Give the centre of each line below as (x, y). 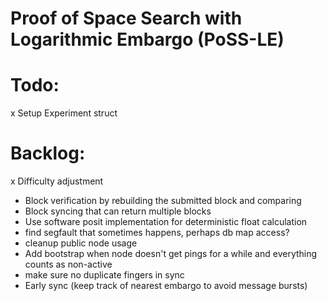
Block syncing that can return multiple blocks (118, 211)
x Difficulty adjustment (57, 181)
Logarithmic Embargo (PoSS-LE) (147, 39)
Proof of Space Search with (126, 18)
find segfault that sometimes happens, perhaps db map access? (157, 233)
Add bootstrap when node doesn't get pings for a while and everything (171, 254)
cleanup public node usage (81, 243)
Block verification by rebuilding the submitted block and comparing (163, 201)
